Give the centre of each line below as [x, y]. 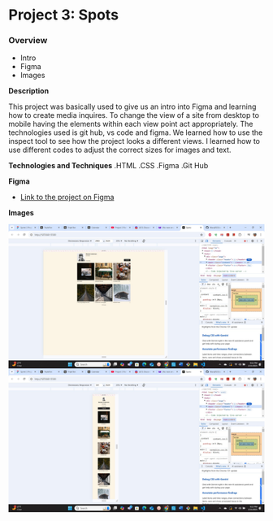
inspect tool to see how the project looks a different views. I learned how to [134, 141]
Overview [28, 41]
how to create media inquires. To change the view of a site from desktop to [134, 115]
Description [29, 91]
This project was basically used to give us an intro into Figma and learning [132, 106]
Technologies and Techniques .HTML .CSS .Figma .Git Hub [108, 166]
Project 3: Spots [64, 15]
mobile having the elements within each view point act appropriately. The [131, 124]
